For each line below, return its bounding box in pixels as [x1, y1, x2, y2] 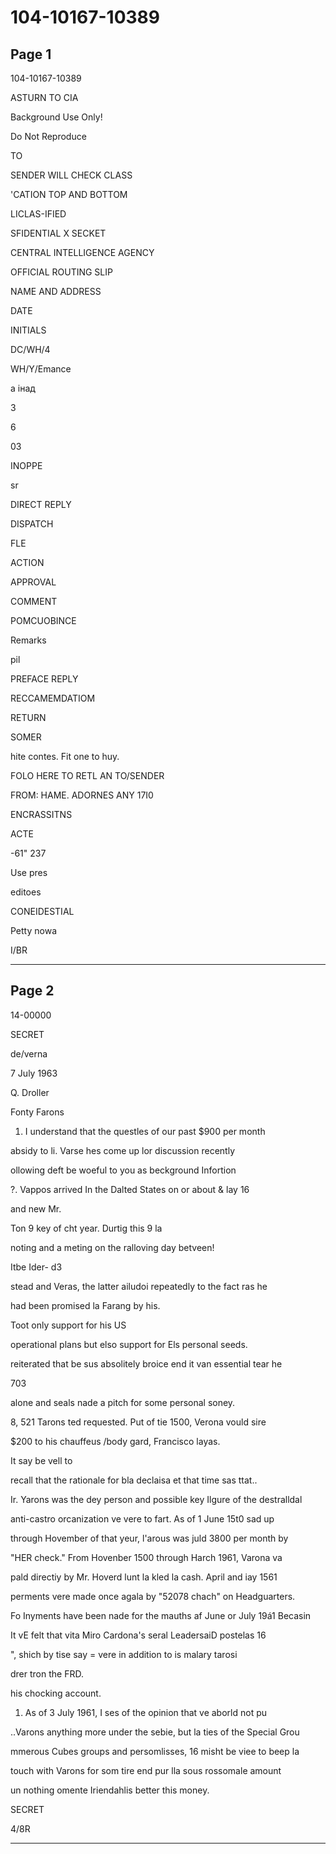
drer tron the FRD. [10, 1667, 84, 1680]
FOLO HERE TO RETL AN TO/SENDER [10, 770, 165, 781]
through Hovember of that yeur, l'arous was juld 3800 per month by [10, 1532, 289, 1544]
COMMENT [10, 596, 58, 607]
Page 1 [10, 46, 52, 63]
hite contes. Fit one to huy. [10, 751, 120, 762]
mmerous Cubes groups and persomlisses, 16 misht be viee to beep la [10, 1745, 300, 1757]
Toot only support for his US [10, 1319, 127, 1331]
